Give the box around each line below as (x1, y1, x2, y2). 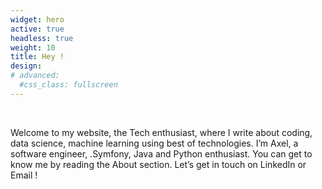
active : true (10, 24, 65, 34)
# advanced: (10, 71, 60, 81)
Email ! (10, 169, 38, 181)
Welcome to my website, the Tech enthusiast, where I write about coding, (10, 126, 313, 138)
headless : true (10, 33, 74, 43)
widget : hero (10, 14, 65, 25)
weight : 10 (10, 42, 56, 53)
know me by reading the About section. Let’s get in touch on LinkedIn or (10, 158, 307, 170)
